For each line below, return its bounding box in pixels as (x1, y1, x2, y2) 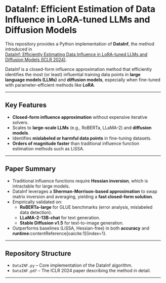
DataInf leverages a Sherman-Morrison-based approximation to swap (12, 188, 158, 194)
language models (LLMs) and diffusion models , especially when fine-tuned (5, 77, 161, 83)
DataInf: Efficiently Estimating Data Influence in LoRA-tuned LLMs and (5, 51, 148, 57)
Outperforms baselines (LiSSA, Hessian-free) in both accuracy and (12, 225, 150, 231)
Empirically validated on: (12, 199, 63, 205)
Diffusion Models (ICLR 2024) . (5, 56, 67, 62)
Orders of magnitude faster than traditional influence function (12, 140, 140, 146)
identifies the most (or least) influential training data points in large (5, 71, 141, 77)
